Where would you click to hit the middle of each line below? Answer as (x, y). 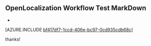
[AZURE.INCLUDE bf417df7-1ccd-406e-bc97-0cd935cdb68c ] (69, 30)
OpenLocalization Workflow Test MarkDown (76, 8)
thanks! (13, 39)
